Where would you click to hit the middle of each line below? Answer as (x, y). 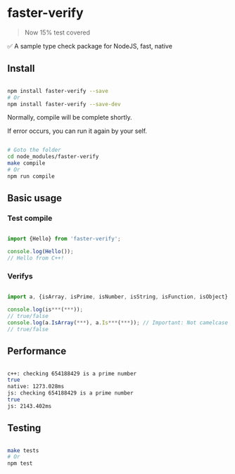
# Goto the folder (34, 150)
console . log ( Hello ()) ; (40, 252)
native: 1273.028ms (36, 387)
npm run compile (31, 176)
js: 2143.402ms (30, 406)
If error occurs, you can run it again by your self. (77, 131)
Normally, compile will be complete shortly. (70, 117)
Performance (37, 351)
